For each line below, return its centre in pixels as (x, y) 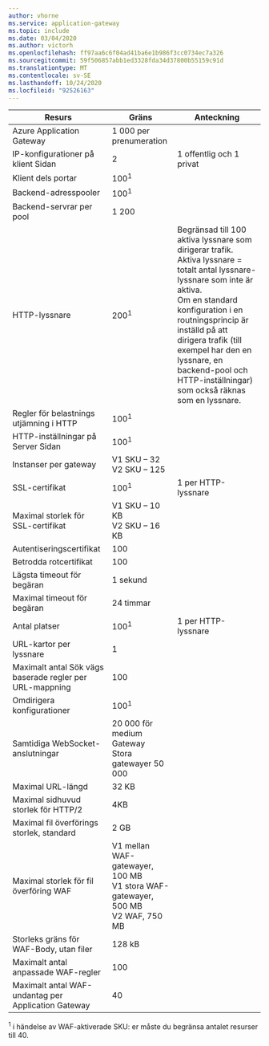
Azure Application (46, 131)
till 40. (19, 1035)
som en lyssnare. (209, 401)
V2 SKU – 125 (139, 470)
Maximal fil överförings (55, 823)
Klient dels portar (45, 178)
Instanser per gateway (54, 465)
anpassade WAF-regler (57, 972)
